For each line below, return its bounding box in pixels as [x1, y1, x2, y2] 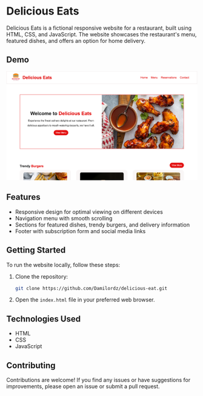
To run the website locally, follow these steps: [6, 261, 121, 268]
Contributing [6, 360, 56, 371]
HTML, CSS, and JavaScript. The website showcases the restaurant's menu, [6, 30, 197, 38]
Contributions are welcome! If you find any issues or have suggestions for [6, 377, 191, 384]
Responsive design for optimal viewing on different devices [15, 208, 164, 216]
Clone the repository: [15, 272, 68, 280]
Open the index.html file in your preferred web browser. [15, 296, 156, 303]
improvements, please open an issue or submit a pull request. [6, 383, 160, 390]
